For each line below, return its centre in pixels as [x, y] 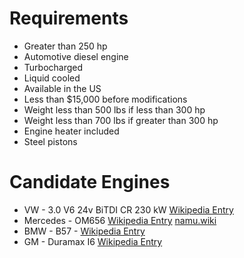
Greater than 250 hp [65, 46]
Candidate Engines [90, 182]
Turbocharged [53, 67]
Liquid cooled [52, 78]
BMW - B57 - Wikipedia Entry [84, 231]
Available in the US [62, 88]
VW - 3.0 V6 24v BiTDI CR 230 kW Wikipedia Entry [128, 209]
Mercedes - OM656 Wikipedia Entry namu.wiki [120, 220]
